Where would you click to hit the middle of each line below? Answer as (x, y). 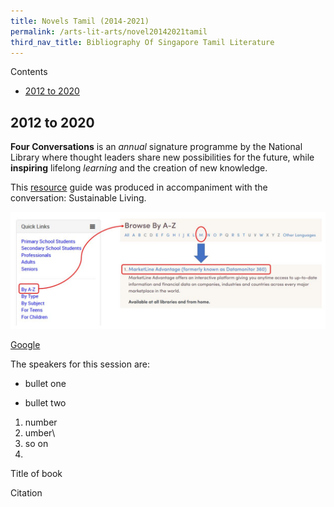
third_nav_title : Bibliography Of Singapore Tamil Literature (142, 42)
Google (25, 345)
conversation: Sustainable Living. (78, 198)
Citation (26, 493)
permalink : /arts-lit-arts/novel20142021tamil (109, 31)
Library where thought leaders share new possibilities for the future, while (162, 157)
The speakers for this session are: (80, 364)
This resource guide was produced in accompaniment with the (139, 187)
